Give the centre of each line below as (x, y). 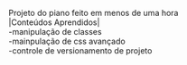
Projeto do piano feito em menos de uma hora (93, 13)
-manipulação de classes (55, 32)
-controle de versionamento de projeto (80, 51)
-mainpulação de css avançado (67, 41)
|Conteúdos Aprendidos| (54, 22)
